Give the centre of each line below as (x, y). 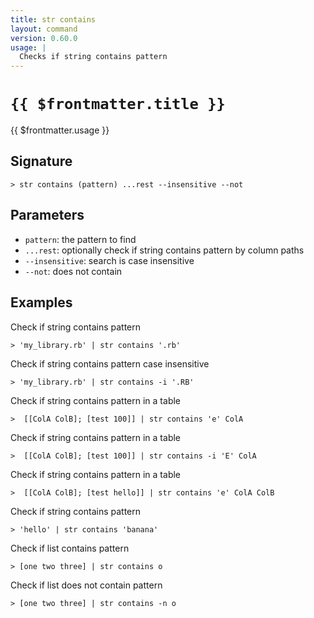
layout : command (44, 29)
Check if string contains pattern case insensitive (110, 363)
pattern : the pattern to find (80, 239)
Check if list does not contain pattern (86, 585)
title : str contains (53, 19)
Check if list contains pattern (70, 548)
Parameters (47, 215)
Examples (41, 302)
